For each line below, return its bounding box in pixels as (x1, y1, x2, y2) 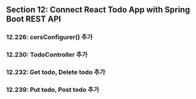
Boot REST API (6, 14, 61, 24)
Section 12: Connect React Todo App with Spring (6, 5, 191, 15)
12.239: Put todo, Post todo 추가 (6, 86, 99, 94)
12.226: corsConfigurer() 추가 (6, 33, 93, 41)
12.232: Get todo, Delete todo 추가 (6, 68, 105, 76)
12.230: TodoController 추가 (6, 51, 88, 59)
